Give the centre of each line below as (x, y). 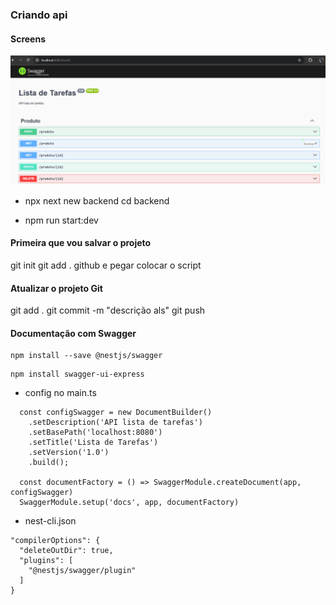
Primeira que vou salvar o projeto (81, 243)
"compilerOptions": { (55, 541)
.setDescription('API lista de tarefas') (115, 423)
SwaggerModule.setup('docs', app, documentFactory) (129, 503)
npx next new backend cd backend (97, 200)
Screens (28, 39)
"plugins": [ (46, 561)
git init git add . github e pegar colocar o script (106, 265)
